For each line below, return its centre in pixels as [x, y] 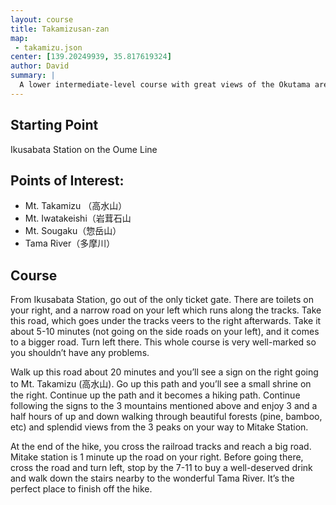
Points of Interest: [67, 180]
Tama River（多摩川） [70, 243]
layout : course [42, 19]
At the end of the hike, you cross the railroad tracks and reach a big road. [161, 447]
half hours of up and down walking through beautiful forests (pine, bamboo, [166, 417]
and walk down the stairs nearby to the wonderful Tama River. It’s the [152, 478]
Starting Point [54, 125]
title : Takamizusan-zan [60, 29]
